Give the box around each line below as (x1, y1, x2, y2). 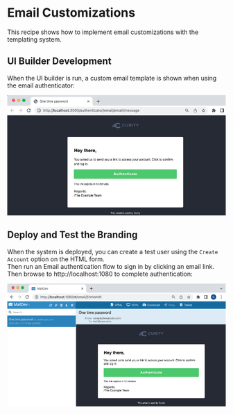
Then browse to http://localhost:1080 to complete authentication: (7, 270, 193, 278)
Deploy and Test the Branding (7, 229, 138, 241)
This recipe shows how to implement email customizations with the (7, 28, 199, 36)
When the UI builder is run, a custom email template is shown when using (7, 74, 217, 82)
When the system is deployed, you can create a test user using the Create (7, 247, 218, 256)
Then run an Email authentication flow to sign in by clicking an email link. (7, 262, 215, 270)
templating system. (7, 35, 62, 43)
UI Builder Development (7, 56, 112, 67)
